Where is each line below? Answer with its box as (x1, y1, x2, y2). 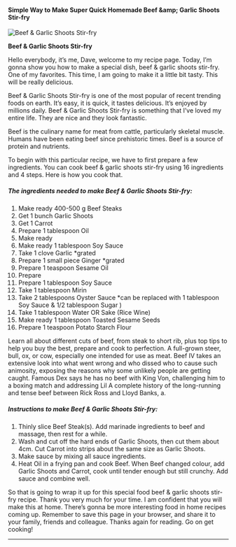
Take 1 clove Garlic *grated (18, 249, 97, 257)
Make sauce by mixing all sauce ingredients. (18, 452, 146, 461)
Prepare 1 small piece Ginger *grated (18, 256, 125, 265)
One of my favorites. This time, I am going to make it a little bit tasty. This (8, 71, 218, 79)
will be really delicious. (8, 78, 74, 87)
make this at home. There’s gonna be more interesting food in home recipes (8, 503, 226, 511)
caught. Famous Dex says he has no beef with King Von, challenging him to (8, 374, 225, 383)
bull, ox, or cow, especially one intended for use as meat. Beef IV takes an (8, 352, 221, 360)
